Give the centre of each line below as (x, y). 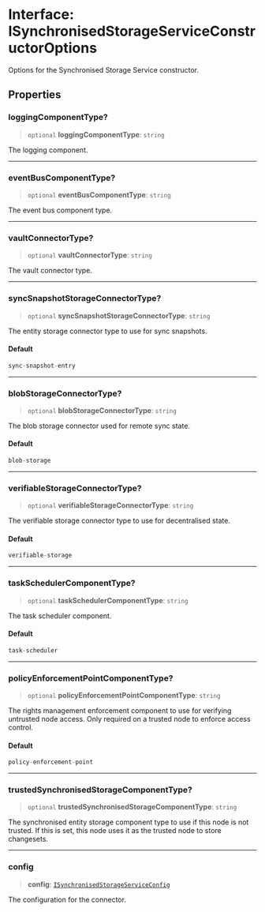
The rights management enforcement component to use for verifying (120, 711)
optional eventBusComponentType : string (99, 194)
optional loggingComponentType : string (96, 134)
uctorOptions (52, 48)
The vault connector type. (50, 271)
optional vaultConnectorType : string (90, 255)
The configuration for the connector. (67, 899)
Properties (35, 95)
